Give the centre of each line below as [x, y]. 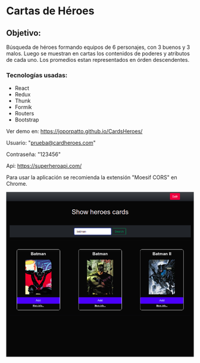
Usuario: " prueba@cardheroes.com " [51, 143]
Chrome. [17, 184]
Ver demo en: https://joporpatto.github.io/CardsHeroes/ [74, 132]
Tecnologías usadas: [37, 75]
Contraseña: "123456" [34, 154]
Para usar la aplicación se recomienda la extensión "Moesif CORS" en [92, 177]
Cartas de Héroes [50, 11]
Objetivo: [24, 33]
